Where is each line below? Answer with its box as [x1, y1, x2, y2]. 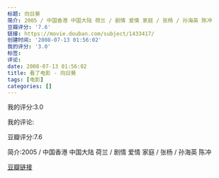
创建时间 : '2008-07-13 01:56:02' [7, 37, 102, 44]
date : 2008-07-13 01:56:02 [7, 63, 87, 70]
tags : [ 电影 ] [7, 76, 44, 83]
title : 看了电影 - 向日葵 [7, 69, 77, 76]
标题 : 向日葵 [7, 10, 40, 18]
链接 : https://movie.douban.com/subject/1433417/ [7, 30, 155, 37]
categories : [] [7, 83, 52, 90]
